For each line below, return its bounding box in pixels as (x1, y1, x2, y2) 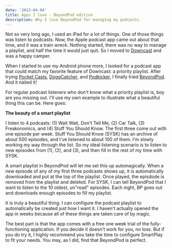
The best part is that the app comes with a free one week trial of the (5, 221, 149, 227)
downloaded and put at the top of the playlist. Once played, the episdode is (5, 174, 164, 180)
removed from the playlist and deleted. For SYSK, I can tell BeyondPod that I (5, 179, 166, 185)
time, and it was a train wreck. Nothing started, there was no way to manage (5, 42, 167, 48)
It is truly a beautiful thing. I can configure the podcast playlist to (5, 200, 142, 206)
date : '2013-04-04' (5, 7, 47, 13)
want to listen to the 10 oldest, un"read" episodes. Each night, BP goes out (5, 184, 163, 190)
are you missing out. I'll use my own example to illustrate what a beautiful (5, 94, 160, 101)
